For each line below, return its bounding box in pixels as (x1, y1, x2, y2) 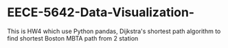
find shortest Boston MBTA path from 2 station (7, 34, 139, 42)
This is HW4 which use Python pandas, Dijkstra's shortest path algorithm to (7, 27, 221, 35)
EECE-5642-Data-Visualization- (7, 5, 194, 20)
